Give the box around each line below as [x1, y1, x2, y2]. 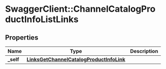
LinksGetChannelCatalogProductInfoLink [26, 56, 125, 63]
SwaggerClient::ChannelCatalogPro [5, 3, 156, 15]
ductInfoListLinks [5, 14, 79, 25]
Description [130, 48, 159, 54]
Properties [5, 33, 39, 42]
